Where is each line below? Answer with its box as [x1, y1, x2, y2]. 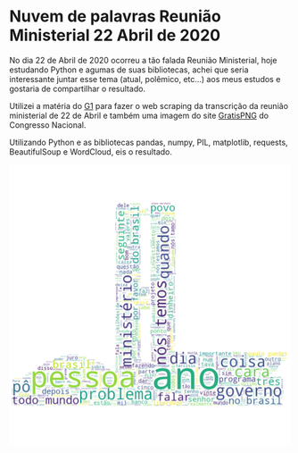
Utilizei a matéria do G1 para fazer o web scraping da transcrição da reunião [9, 100, 288, 111]
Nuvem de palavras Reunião [9, 6, 221, 27]
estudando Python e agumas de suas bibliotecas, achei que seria [9, 64, 249, 75]
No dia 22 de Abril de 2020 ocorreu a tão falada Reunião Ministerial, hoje [9, 55, 277, 65]
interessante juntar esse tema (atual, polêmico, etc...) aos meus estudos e [9, 73, 281, 84]
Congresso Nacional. [9, 119, 87, 130]
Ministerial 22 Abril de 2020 [9, 25, 221, 46]
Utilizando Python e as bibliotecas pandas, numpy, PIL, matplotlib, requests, [9, 137, 288, 147]
